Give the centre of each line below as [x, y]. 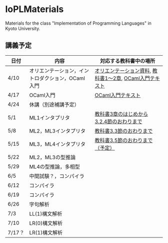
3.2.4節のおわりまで [118, 122]
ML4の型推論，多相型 [54, 167]
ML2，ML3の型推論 [52, 157]
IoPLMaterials [34, 9]
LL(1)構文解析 [46, 213]
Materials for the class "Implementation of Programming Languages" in [78, 23]
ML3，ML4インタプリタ [57, 144]
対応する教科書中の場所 [127, 61]
